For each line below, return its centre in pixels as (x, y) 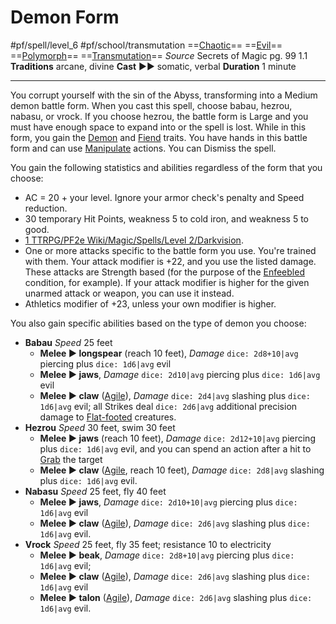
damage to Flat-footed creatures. (108, 417)
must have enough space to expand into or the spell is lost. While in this (158, 127)
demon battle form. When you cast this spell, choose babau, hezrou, (151, 105)
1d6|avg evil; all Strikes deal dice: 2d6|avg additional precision (168, 406)
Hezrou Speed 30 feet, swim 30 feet (100, 427)
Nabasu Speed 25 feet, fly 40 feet (95, 491)
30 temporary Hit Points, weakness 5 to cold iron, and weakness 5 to (167, 218)
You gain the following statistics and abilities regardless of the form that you (166, 167)
